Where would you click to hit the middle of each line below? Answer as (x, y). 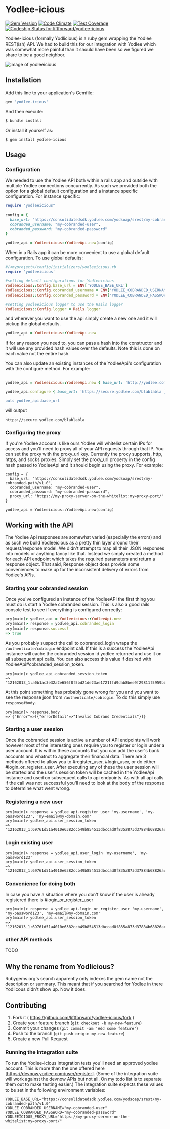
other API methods (29, 939)
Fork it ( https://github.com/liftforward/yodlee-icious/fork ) (73, 1017)
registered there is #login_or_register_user (49, 900)
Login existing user (29, 843)
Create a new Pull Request (40, 1039)
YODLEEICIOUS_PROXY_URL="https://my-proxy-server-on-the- (68, 1117)
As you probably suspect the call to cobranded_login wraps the (71, 643)
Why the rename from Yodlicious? (60, 966)
